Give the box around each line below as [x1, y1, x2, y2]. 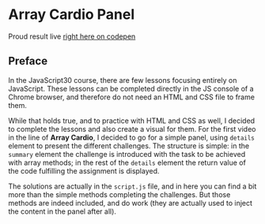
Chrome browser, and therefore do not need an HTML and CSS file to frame [8, 92, 256, 102]
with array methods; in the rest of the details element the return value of [8, 158, 247, 167]
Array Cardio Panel [8, 6, 135, 24]
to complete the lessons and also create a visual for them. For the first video [8, 124, 256, 133]
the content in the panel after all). [8, 207, 117, 216]
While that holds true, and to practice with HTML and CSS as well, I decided [8, 116, 256, 125]
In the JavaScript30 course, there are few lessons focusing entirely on [8, 75, 237, 84]
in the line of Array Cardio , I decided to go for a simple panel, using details [8, 133, 256, 142]
